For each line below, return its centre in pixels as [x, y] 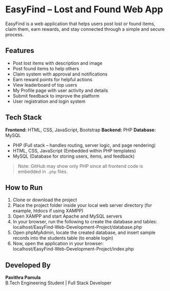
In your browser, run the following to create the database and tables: [85, 222]
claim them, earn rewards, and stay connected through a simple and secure [85, 29]
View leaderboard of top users [45, 85]
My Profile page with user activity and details [60, 90]
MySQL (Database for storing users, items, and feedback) [73, 156]
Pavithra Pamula [23, 278]
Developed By [28, 265]
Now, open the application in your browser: [58, 244]
